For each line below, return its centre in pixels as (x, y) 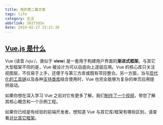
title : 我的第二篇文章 (25, 9)
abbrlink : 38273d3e (25, 23)
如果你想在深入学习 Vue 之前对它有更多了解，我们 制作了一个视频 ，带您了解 (80, 95)
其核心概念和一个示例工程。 (33, 101)
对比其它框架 (22, 118)
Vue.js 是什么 (25, 48)
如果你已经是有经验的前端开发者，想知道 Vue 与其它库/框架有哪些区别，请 (79, 111)
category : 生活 (20, 18)
